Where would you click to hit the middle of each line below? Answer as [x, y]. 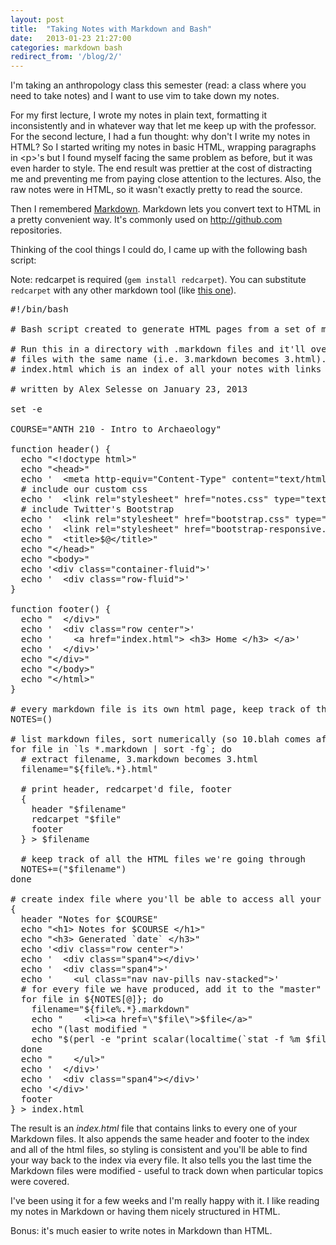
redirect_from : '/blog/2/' [66, 57]
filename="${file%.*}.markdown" [110, 1009]
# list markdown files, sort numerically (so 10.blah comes [161, 739]
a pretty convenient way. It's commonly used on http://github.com [146, 220]
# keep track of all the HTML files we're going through [163, 859]
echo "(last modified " [89, 1029]
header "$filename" [79, 809]
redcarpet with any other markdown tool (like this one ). [123, 290]
